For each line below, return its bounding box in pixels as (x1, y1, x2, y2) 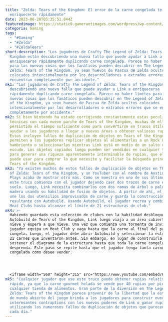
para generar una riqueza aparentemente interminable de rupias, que (9, 152, 157, 157)
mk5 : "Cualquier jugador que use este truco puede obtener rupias (5, 277, 146, 282)
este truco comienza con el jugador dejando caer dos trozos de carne (9, 180, 160, 185)
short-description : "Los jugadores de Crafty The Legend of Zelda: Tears (5, 49, 162, 54)
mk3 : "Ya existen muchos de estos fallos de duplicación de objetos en (5, 166, 157, 171)
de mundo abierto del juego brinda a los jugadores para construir (9, 295, 153, 300)
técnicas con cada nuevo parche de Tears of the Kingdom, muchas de (9, 119, 155, 124)
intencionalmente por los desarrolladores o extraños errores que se (9, 105, 157, 110)
